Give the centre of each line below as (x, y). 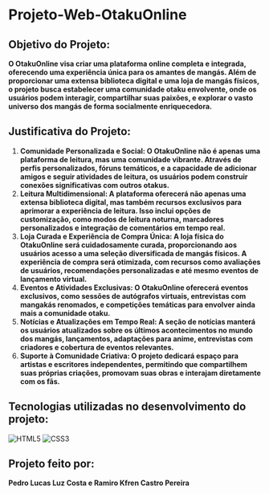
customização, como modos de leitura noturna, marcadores (122, 219)
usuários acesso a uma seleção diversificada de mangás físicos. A (133, 253)
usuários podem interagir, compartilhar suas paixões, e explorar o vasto (131, 98)
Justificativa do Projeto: (69, 131)
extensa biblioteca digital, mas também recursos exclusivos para (131, 202)
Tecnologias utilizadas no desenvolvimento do (127, 407)
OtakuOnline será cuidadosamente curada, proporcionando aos (128, 245)
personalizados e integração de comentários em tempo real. (123, 227)
